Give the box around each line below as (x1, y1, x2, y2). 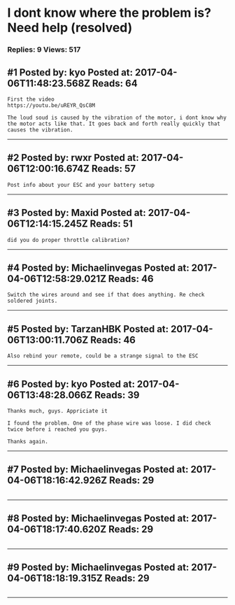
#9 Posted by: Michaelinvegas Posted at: (7, 562, 190, 573)
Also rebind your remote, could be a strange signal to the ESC (7, 353, 199, 360)
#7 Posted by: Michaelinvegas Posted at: (7, 464, 189, 476)
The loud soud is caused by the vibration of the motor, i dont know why (7, 114, 227, 121)
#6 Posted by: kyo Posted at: (7, 378, 135, 390)
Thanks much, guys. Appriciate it (7, 407, 108, 414)
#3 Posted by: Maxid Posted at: (7, 207, 146, 219)
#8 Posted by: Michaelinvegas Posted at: (7, 513, 190, 525)
